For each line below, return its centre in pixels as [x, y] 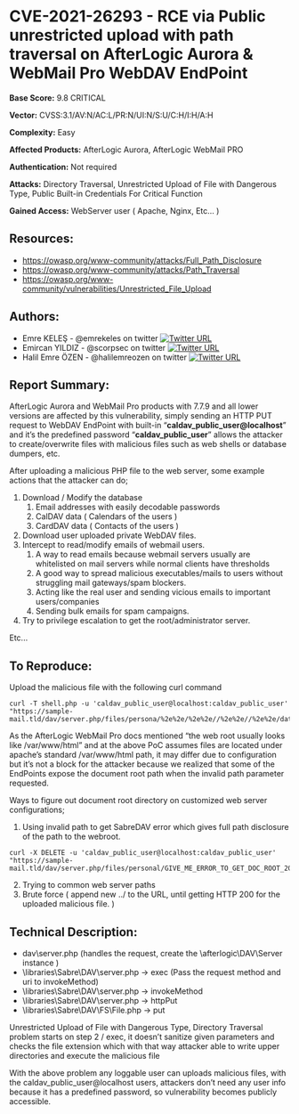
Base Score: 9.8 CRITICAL [58, 98]
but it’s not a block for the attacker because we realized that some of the [142, 764]
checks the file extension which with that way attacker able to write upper [145, 1046]
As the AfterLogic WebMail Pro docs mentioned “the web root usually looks [147, 736]
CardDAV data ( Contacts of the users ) [107, 526]
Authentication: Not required [63, 167]
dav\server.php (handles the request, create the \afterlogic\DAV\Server [152, 953]
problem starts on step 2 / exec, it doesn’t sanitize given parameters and [142, 1037]
